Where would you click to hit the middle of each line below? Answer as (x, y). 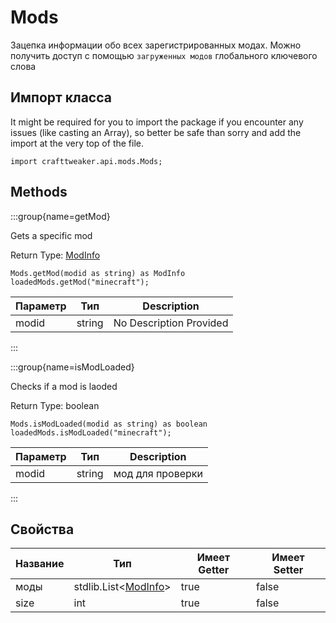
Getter (214, 570)
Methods (39, 192)
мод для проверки (158, 473)
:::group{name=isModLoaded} (72, 367)
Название (40, 564)
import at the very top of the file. (77, 143)
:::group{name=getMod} (60, 216)
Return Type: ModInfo (55, 255)
